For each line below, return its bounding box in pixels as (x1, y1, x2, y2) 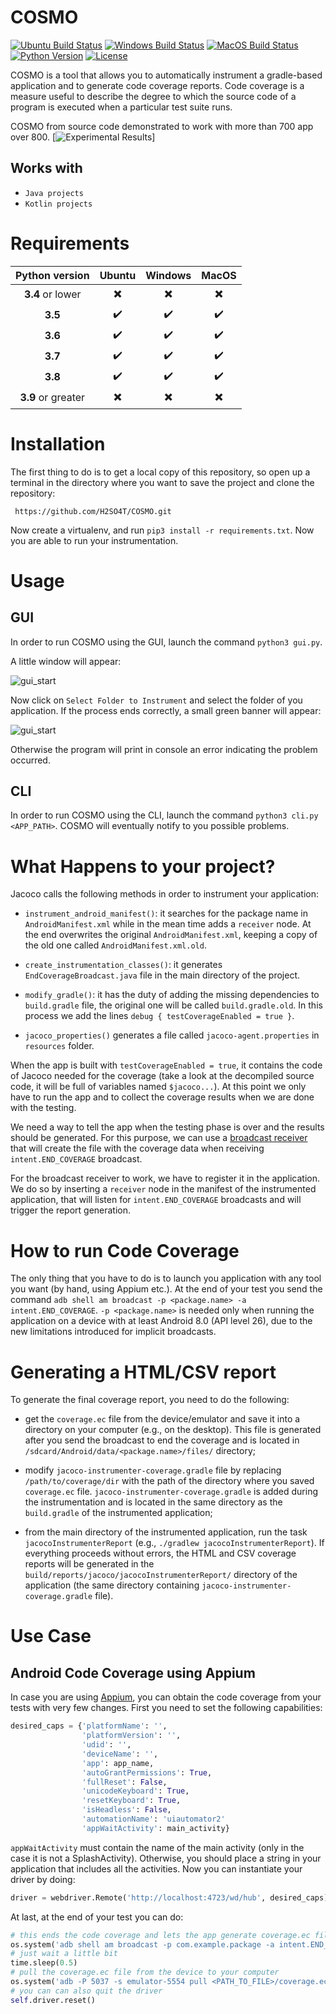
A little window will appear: (10, 655, 122, 667)
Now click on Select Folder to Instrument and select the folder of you (10, 694, 303, 706)
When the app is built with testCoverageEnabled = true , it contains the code (10, 1059, 323, 1071)
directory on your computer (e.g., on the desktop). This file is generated (24, 1424, 322, 1436)
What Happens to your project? (10, 855, 276, 878)
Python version (15, 268, 90, 282)
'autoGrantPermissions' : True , (81, 1767, 213, 1778)
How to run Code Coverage (10, 1239, 240, 1262)
